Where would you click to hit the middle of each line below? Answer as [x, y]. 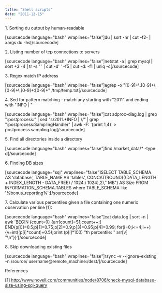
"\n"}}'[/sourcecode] [26, 237]
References [16, 270]
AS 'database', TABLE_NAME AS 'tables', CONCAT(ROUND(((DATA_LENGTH [81, 177]
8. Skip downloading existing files [38, 247]
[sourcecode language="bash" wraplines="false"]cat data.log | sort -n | [77, 216]
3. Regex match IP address [32, 76]
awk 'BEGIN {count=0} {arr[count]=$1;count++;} [53, 222]
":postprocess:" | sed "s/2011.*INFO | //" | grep [52, 119]
